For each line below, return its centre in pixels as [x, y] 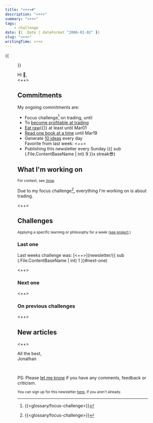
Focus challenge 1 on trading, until [58, 117]
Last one [28, 245]
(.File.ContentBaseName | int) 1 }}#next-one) [62, 260]
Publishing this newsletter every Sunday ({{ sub [73, 149]
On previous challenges [46, 306]
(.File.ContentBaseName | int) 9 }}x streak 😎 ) [70, 154]
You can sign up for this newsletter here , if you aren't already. [69, 392]
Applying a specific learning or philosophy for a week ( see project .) [74, 232]
